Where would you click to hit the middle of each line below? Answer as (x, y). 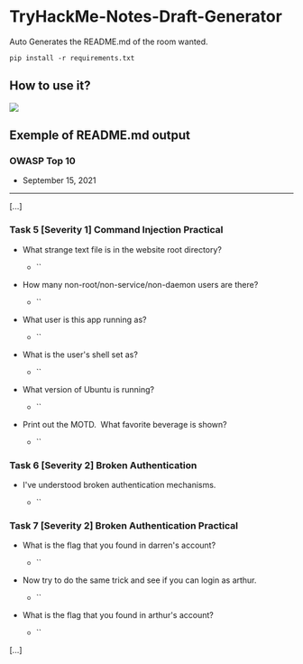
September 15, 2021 (59, 180)
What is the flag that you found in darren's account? (119, 545)
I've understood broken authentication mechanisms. (119, 485)
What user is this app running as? (84, 319)
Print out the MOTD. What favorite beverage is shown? (124, 424)
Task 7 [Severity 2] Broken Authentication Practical (124, 525)
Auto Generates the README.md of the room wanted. (109, 41)
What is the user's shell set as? (80, 355)
